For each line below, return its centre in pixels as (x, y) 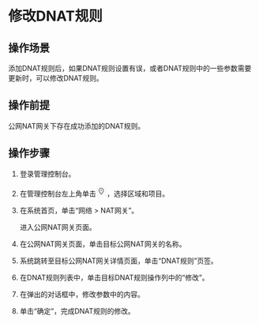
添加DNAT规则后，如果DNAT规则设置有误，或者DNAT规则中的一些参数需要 (130, 68)
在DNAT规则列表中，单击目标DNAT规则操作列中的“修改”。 (114, 277)
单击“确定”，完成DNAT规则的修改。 (77, 311)
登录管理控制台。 (47, 174)
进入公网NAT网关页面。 (58, 227)
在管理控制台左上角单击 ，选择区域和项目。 (94, 193)
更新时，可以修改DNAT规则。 (56, 78)
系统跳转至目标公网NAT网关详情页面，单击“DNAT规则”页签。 (119, 261)
